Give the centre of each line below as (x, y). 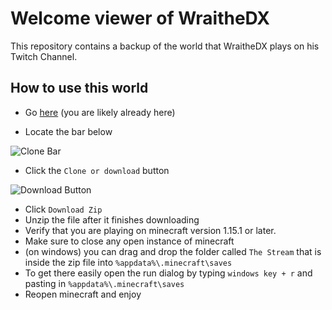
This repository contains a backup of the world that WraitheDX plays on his (165, 46)
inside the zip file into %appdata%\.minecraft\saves (128, 262)
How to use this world (79, 88)
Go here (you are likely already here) (100, 112)
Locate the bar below (68, 131)
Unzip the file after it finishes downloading (112, 219)
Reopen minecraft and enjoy (83, 294)
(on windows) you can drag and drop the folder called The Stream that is (173, 251)
